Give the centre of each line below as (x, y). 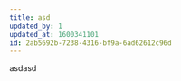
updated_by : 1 (36, 26)
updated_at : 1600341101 (54, 34)
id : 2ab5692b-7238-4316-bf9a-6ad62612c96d (90, 43)
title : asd (30, 18)
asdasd (23, 68)
